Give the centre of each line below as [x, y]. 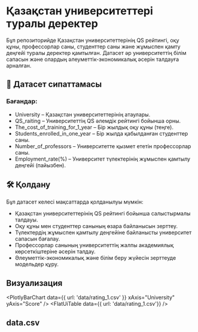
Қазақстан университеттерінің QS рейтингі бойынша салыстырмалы [103, 214]
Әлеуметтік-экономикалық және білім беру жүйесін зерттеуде [95, 258]
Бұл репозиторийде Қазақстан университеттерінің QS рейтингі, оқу [93, 40]
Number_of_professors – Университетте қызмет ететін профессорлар [103, 146]
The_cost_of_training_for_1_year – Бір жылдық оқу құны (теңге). [94, 127]
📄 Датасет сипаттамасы [54, 84]
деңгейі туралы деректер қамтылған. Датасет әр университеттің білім [96, 53]
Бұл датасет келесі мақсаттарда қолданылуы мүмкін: [75, 202]
